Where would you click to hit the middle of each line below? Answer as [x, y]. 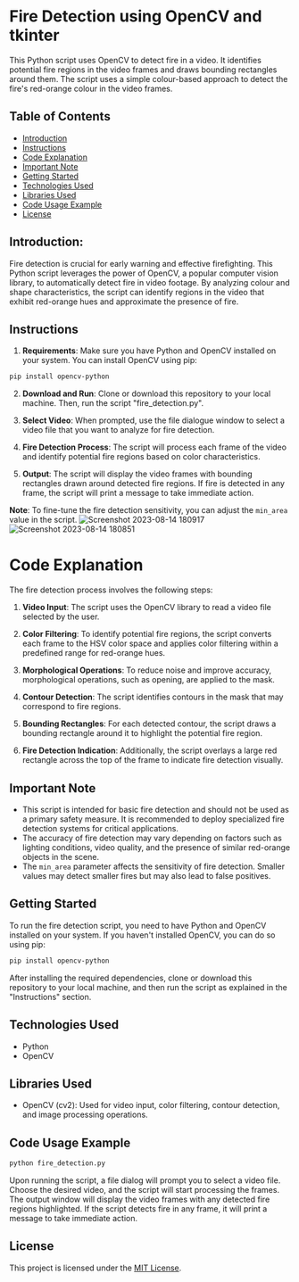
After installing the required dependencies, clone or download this [131, 978]
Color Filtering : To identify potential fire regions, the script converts [147, 634]
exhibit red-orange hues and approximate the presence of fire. [124, 302]
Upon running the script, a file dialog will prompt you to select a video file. [145, 1180]
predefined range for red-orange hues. [94, 653]
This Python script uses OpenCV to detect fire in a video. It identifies [135, 60]
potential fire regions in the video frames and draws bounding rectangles [143, 70]
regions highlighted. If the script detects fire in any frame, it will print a [138, 1209]
